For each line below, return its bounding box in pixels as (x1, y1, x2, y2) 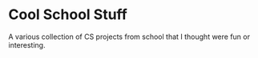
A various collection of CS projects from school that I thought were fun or (8, 32, 251, 41)
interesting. (8, 40, 46, 49)
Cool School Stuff (8, 6, 128, 24)
